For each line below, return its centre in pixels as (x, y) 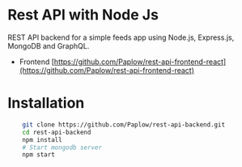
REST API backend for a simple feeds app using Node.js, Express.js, (121, 37)
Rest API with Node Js (83, 15)
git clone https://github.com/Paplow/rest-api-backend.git (124, 124)
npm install (42, 139)
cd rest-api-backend (57, 132)
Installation (46, 103)
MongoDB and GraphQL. (49, 45)
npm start (39, 155)
